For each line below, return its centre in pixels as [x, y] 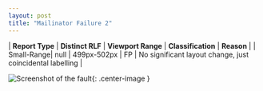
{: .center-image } [121, 78]
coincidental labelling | [45, 63]
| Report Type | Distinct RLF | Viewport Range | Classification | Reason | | [132, 45]
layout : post [30, 16]
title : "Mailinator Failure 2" [60, 23]
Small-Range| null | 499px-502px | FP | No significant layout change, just [129, 54]
